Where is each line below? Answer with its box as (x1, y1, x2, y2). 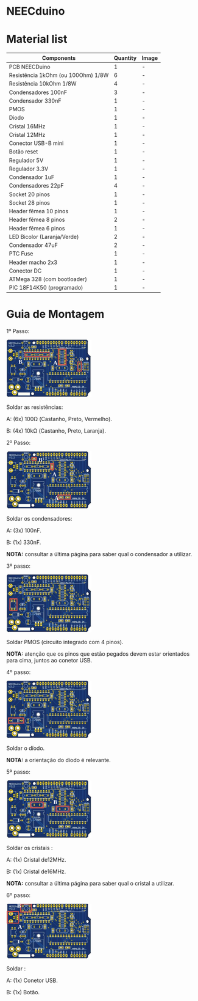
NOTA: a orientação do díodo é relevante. (6, 756, 111, 763)
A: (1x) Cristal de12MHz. (6, 856, 66, 863)
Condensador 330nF (9, 97, 62, 105)
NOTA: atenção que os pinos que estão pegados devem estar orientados (6, 650, 190, 658)
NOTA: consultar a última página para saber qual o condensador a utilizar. (6, 550, 193, 557)
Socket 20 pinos (9, 191, 51, 198)
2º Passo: (6, 439, 31, 446)
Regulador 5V (9, 156, 44, 164)
